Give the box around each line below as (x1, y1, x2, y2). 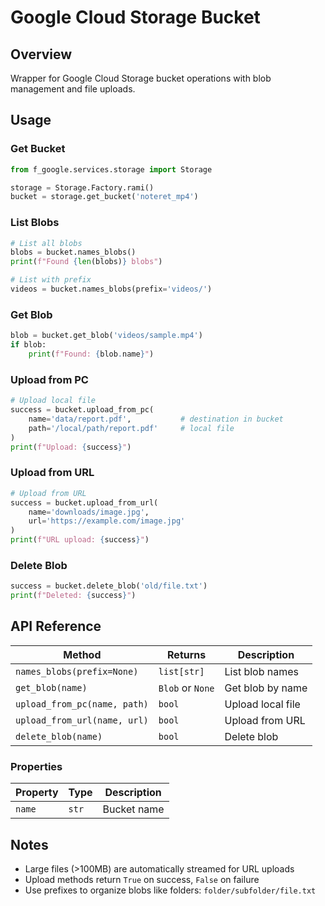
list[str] (158, 666, 205, 677)
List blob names (224, 664, 299, 678)
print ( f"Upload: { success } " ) (10, 442, 132, 452)
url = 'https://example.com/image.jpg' (28, 516, 186, 526)
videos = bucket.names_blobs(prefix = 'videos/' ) (10, 284, 213, 295)
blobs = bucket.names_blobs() (10, 247, 137, 258)
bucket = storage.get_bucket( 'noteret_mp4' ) (10, 192, 199, 202)
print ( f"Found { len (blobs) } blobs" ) (10, 257, 163, 267)
